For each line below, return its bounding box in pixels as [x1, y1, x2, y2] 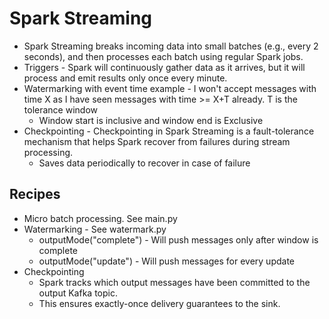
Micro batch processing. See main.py [23, 212, 178, 224]
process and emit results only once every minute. [23, 72, 228, 84]
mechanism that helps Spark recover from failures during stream [23, 135, 291, 147]
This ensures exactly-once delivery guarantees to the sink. [38, 297, 281, 309]
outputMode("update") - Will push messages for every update [38, 255, 296, 267]
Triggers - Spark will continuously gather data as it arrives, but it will [23, 61, 306, 73]
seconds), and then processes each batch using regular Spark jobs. [23, 50, 304, 62]
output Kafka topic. [38, 287, 118, 299]
